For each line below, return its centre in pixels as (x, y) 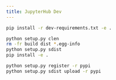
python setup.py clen (33, 39)
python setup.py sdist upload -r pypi (54, 71)
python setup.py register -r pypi (49, 66)
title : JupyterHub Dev (34, 12)
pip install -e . (27, 55)
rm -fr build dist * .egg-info (43, 44)
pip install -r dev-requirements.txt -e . (59, 28)
